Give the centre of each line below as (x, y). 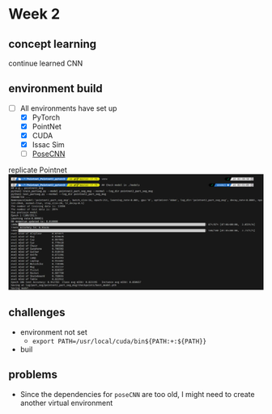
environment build (55, 89)
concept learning (53, 44)
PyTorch (46, 117)
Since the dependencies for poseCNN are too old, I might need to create (137, 394)
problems (33, 375)
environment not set (53, 332)
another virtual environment (66, 403)
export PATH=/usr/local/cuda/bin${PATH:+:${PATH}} (119, 341)
